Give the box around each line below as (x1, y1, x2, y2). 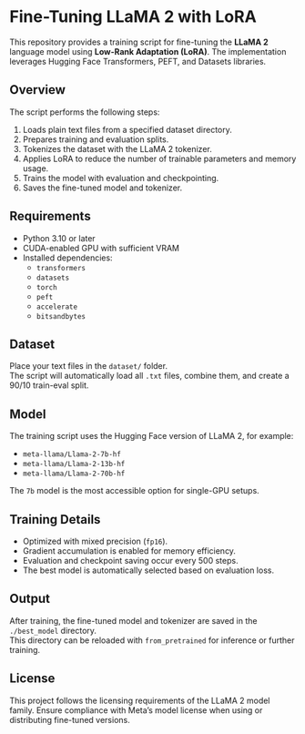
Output (9, 591, 50, 607)
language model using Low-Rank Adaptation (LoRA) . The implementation (9, 46, 287, 56)
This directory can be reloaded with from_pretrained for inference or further (9, 635, 295, 646)
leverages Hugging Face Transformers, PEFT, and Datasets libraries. (9, 56, 267, 66)
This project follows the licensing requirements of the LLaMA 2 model (9, 695, 270, 706)
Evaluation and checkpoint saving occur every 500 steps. (22, 556, 239, 566)
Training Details (9, 512, 101, 527)
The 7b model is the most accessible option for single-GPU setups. (9, 485, 259, 496)
